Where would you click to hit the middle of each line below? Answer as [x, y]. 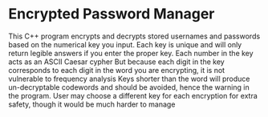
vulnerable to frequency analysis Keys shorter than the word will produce [129, 79]
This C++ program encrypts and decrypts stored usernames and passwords [134, 36]
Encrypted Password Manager [112, 14]
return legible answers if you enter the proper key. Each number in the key [131, 53]
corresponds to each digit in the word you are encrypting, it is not [117, 70]
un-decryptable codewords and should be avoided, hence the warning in [129, 87]
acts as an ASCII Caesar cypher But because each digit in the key [116, 62]
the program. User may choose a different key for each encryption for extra [133, 95]
